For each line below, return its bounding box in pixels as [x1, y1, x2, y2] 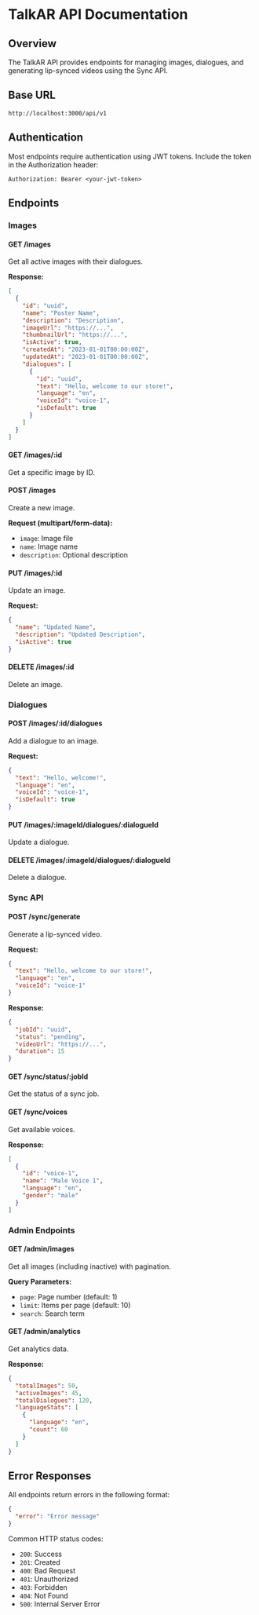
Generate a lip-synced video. [8, 929, 102, 939]
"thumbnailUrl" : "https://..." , [22, 331, 128, 339]
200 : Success [19, 1549, 63, 1559]
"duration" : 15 [15, 1047, 65, 1055]
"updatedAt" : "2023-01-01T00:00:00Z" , [22, 353, 149, 361]
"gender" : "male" [22, 1192, 79, 1200]
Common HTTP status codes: [8, 1534, 104, 1544]
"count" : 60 [28, 1426, 68, 1434]
